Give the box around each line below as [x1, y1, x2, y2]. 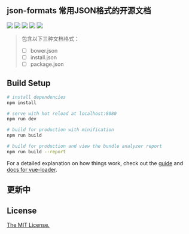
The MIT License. [7, 221, 50, 229]
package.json [30, 60, 64, 68]
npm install [7, 99, 36, 106]
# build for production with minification [7, 127, 114, 133]
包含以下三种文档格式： [21, 35, 80, 42]
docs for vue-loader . [7, 166, 57, 173]
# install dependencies [7, 94, 66, 100]
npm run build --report [7, 148, 66, 154]
